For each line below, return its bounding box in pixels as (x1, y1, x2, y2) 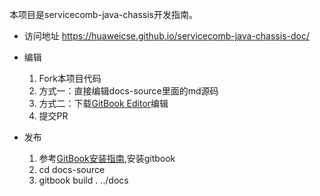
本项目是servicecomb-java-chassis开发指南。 (9, 9, 198, 20)
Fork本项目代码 (38, 73, 102, 84)
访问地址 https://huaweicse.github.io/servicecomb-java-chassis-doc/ (23, 30, 310, 42)
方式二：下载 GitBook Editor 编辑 (38, 98, 169, 109)
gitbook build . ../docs (38, 174, 129, 186)
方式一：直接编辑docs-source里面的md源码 (38, 85, 219, 97)
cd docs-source (38, 164, 106, 175)
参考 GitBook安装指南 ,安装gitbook (38, 153, 176, 164)
